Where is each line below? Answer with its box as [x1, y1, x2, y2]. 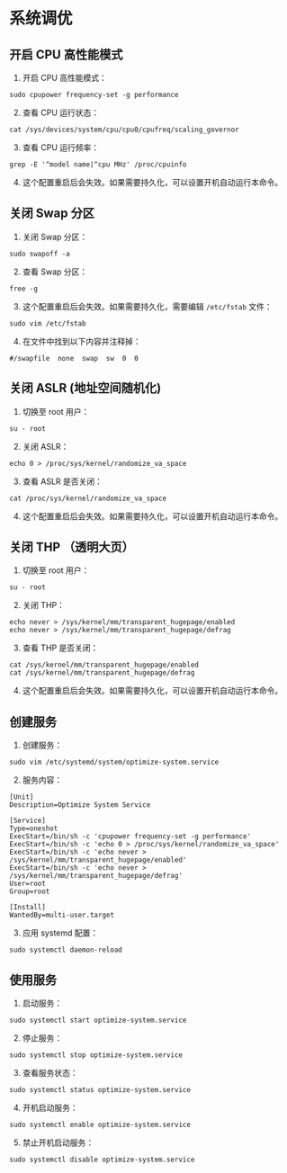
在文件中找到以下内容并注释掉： [22, 336, 141, 346]
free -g [9, 284, 39, 293]
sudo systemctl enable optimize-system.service [9, 1121, 192, 1130]
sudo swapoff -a [9, 249, 70, 258]
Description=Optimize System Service [9, 801, 151, 810]
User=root [9, 879, 47, 889]
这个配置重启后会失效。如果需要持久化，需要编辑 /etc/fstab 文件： [22, 300, 273, 311]
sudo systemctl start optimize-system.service [9, 1016, 187, 1025]
